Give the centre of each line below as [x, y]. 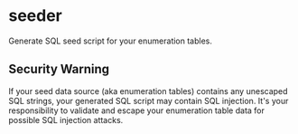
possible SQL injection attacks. [66, 120]
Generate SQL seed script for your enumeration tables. [111, 41]
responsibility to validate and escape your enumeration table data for [137, 110]
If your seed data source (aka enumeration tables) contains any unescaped [148, 91]
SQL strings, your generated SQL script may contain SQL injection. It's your [149, 100]
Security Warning [59, 69]
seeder [35, 16]
